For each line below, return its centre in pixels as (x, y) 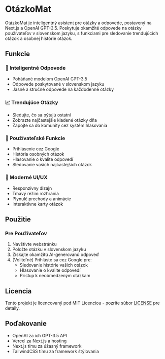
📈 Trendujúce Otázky (32, 102)
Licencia (18, 291)
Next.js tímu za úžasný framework (47, 346)
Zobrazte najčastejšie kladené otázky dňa (54, 120)
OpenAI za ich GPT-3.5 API (40, 335)
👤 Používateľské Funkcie (35, 138)
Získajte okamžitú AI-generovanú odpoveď (56, 254)
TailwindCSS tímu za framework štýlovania (56, 351)
